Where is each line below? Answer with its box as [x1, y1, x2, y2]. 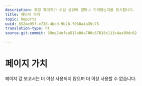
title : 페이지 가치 [5, 12, 40, 17]
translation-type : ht [5, 26, 50, 31]
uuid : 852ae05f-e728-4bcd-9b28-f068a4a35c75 [5, 21, 99, 26]
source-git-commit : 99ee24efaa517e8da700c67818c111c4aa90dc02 [5, 30, 137, 35]
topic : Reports [5, 16, 37, 21]
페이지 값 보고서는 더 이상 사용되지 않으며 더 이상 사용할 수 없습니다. [5, 75, 137, 81]
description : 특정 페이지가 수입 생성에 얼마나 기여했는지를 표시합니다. [5, 7, 136, 12]
